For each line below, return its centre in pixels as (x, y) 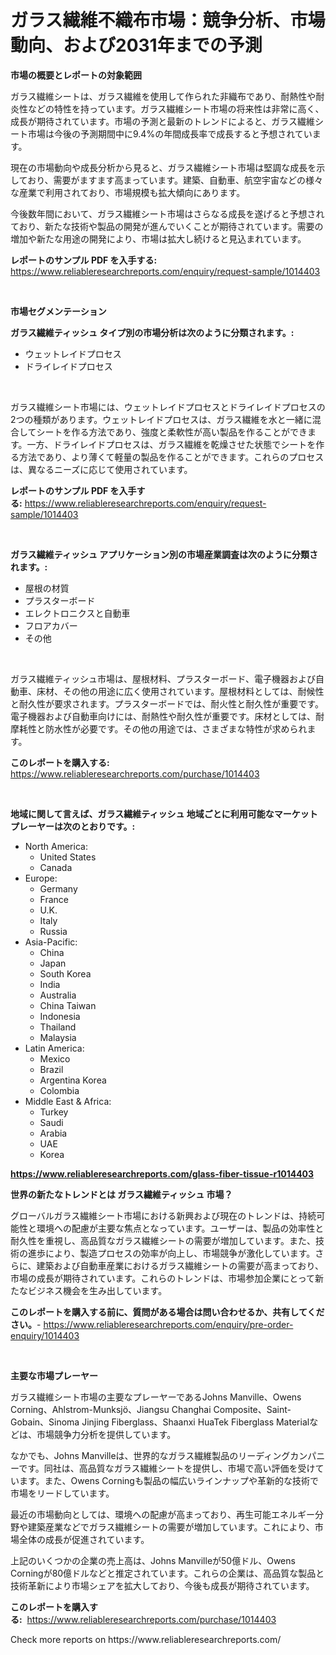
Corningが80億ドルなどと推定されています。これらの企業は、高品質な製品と (167, 1573)
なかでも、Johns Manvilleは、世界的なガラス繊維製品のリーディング (150, 1455)
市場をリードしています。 (62, 1493)
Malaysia (58, 1037)
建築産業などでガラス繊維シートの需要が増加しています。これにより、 (171, 1527)
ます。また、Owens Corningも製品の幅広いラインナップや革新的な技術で (168, 1480)
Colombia (59, 1090)
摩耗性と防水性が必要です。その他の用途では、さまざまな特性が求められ (159, 728)
